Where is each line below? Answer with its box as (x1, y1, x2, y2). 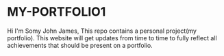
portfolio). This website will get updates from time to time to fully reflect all (7, 33, 217, 42)
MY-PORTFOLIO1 (7, 4, 106, 20)
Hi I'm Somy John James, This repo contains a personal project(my (7, 27, 197, 35)
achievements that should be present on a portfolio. (7, 41, 153, 49)
